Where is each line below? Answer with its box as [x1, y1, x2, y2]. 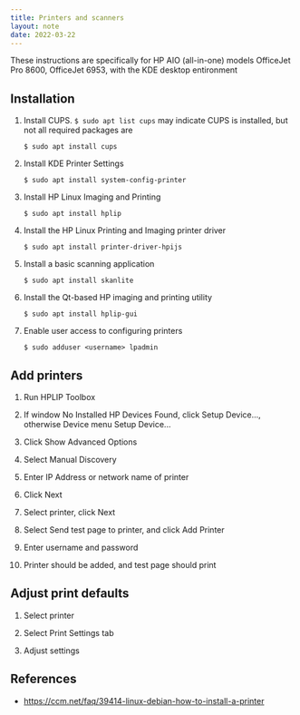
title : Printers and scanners [10, 13, 125, 23]
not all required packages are [23, 124, 133, 136]
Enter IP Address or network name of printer [23, 472, 189, 482]
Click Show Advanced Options [23, 436, 138, 447]
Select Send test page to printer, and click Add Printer [23, 524, 225, 535]
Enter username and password [23, 542, 139, 553]
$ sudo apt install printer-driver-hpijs [23, 242, 182, 252]
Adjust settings [23, 645, 80, 656]
